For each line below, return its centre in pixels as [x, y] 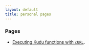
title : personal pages [28, 14]
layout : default [22, 10]
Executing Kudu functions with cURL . [48, 42]
